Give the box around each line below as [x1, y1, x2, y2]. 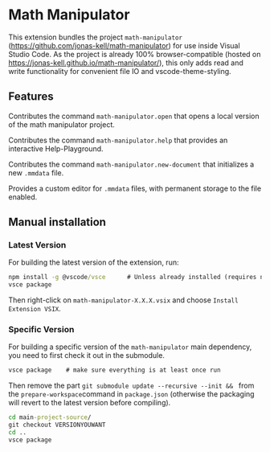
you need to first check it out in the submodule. [8, 351, 165, 360]
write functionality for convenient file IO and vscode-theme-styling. [8, 66, 231, 76]
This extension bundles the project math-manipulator [8, 32, 183, 42]
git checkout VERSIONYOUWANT [8, 421, 106, 429]
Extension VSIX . [8, 304, 62, 314]
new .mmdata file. [8, 167, 64, 178]
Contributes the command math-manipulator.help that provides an [8, 135, 228, 145]
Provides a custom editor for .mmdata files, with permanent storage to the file [8, 183, 262, 193]
